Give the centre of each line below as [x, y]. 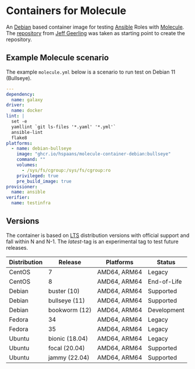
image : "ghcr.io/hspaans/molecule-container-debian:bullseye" [94, 154]
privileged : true [38, 176]
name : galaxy [27, 100]
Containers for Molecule [66, 11]
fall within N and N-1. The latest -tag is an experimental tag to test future [93, 242]
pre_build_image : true [44, 181]
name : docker [27, 111]
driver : [15, 105]
